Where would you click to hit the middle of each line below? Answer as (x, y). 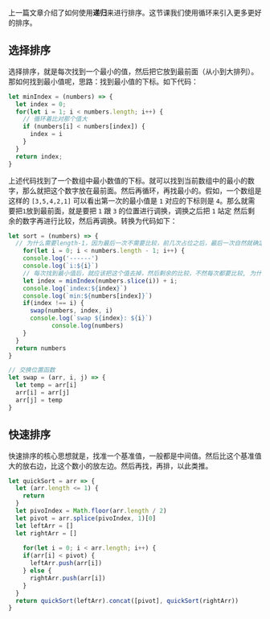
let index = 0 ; (41, 104)
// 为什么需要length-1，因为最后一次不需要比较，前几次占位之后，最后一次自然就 (134, 243)
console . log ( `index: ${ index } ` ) (75, 288)
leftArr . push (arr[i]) (66, 563)
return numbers (41, 348)
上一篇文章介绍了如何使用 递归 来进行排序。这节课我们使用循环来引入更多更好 (135, 12)
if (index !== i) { (53, 303)
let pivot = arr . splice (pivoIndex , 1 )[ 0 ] (86, 518)
